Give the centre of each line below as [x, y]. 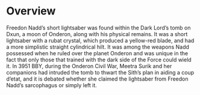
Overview [31, 11]
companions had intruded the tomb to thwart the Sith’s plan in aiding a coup [100, 72]
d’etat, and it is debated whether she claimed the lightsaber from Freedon [97, 79]
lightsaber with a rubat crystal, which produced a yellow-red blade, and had [100, 40]
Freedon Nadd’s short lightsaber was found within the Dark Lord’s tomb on [98, 28]
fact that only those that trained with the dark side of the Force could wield [99, 60]
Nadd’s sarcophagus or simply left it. [52, 85]
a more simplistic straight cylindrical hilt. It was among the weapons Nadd [98, 47]
